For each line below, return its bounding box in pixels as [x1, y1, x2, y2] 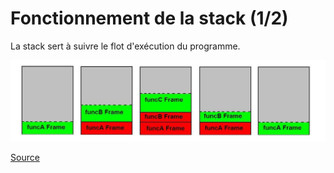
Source [10, 152, 40, 164]
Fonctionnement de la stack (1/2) [10, 7, 289, 30]
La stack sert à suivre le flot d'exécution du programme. [10, 40, 241, 52]
